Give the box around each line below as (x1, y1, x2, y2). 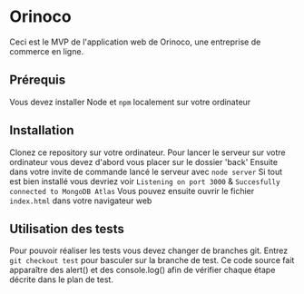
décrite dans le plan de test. (9, 274, 113, 285)
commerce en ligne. (9, 45, 84, 56)
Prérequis (9, 73, 66, 88)
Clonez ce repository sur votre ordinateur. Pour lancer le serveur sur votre (9, 147, 286, 158)
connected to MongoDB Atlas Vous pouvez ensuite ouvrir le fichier (9, 185, 255, 196)
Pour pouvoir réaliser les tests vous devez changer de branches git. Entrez (9, 245, 289, 256)
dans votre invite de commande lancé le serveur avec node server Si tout (9, 166, 283, 177)
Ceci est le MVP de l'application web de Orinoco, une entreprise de (9, 36, 261, 47)
